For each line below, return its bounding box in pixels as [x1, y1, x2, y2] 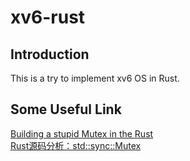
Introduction [10, 46, 90, 63]
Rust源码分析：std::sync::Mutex [10, 139, 142, 151]
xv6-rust [10, 6, 86, 29]
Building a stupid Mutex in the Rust [10, 127, 154, 140]
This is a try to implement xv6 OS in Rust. [10, 72, 180, 84]
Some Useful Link [10, 101, 122, 118]
